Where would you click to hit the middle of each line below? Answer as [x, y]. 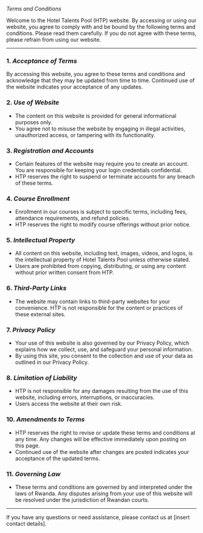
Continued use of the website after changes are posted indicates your [102, 452]
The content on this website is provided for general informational [96, 116]
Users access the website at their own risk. [69, 404]
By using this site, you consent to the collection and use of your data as [104, 356]
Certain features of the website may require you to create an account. [102, 164]
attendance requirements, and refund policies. [72, 218]
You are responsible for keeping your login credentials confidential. [98, 170]
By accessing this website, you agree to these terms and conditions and [96, 74]
